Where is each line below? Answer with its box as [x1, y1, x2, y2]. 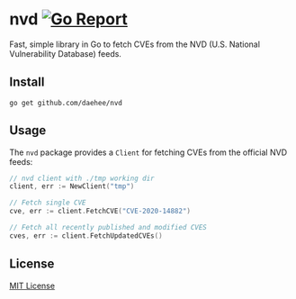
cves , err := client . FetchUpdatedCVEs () [9, 231, 164, 240]
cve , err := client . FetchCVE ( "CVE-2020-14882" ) [9, 207, 192, 216]
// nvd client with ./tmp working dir [9, 174, 155, 183]
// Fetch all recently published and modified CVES [9, 223, 207, 232]
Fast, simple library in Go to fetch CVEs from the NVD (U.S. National [9, 39, 261, 50]
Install [9, 75, 45, 90]
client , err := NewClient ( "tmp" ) [9, 182, 135, 191]
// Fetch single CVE [9, 198, 87, 207]
